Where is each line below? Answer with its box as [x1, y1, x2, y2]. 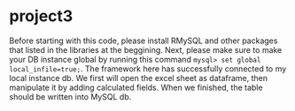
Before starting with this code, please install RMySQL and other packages [9, 35, 278, 46]
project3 [9, 6, 74, 26]
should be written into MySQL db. [9, 91, 132, 102]
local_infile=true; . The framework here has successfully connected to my [9, 63, 287, 74]
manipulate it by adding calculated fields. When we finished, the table [9, 82, 263, 92]
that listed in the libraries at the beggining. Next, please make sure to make [9, 44, 283, 55]
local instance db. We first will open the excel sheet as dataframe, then [9, 72, 268, 83]
